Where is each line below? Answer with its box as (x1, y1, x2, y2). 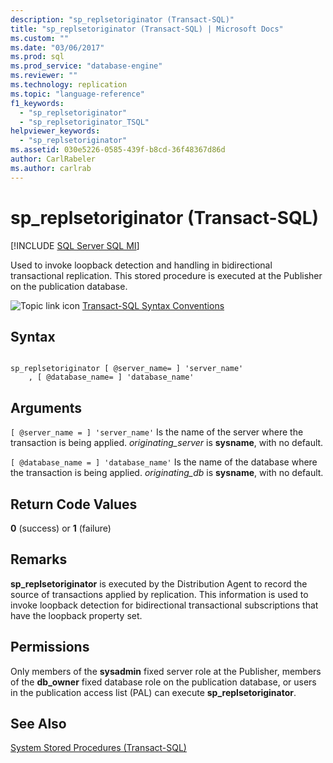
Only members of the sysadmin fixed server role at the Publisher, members (10, 665, 322, 677)
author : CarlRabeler (10, 154, 97, 164)
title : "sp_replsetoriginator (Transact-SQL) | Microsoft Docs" (10, 24, 284, 34)
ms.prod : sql (10, 52, 65, 62)
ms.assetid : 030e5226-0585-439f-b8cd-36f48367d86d (10, 145, 226, 155)
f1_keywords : (10, 98, 65, 108)
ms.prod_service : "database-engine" (10, 61, 163, 71)
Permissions (10, 639, 90, 656)
